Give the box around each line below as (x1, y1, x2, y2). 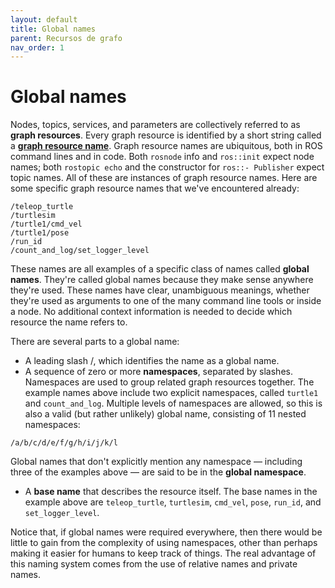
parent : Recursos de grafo (10, 33, 123, 43)
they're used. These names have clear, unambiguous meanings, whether (10, 284, 310, 296)
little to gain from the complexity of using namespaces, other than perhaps (10, 537, 318, 549)
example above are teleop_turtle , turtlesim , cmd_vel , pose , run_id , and (24, 496, 322, 508)
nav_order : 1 (10, 42, 65, 53)
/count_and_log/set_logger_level (10, 246, 150, 256)
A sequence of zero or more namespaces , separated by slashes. (24, 366, 293, 378)
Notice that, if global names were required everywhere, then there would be (10, 526, 323, 538)
